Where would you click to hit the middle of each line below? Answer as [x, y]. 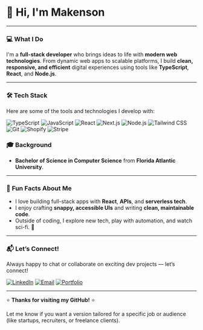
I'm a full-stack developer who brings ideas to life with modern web [92, 54]
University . [29, 167]
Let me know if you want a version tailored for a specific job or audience [96, 314]
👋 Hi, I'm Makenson [56, 12]
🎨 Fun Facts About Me [39, 188]
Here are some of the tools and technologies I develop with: [81, 111]
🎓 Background [29, 145]
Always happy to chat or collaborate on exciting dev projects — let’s [91, 264]
